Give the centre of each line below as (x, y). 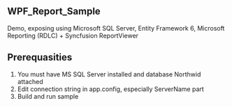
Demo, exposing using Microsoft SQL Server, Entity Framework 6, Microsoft (116, 28)
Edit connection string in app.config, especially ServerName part (110, 89)
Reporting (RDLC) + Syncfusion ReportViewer (73, 35)
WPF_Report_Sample (54, 11)
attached (30, 81)
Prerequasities (40, 57)
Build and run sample (48, 96)
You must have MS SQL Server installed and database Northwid (109, 74)
